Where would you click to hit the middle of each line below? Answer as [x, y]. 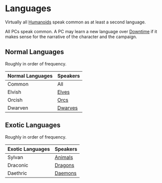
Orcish [15, 100]
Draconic [18, 165]
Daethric [17, 173]
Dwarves [68, 108]
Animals [64, 157]
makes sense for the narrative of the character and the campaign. [71, 37]
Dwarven [18, 108]
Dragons [64, 165]
